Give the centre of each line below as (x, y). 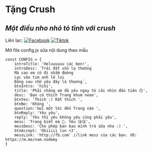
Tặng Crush (30, 9)
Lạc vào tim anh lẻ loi (40, 77)
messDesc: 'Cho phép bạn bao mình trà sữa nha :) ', (71, 126)
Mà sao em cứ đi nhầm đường (44, 73)
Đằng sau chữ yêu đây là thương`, (51, 82)
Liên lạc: (14, 40)
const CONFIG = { (24, 59)
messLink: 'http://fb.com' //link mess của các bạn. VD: (76, 135)
